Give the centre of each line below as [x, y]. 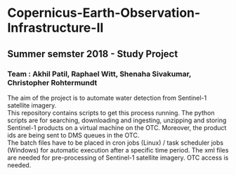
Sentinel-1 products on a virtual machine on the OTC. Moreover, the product [117, 127]
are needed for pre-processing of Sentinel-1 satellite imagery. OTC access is [118, 157]
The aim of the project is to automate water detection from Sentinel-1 [107, 98]
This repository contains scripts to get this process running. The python [111, 112]
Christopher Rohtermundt [52, 82]
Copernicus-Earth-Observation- [104, 13]
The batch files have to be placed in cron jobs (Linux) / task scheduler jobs [115, 143]
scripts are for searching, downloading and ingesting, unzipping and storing [117, 120]
